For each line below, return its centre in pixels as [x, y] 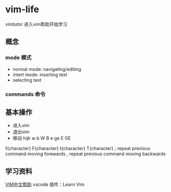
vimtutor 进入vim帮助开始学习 [36, 24]
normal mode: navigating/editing [47, 69]
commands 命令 [26, 94]
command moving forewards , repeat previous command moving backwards [86, 154]
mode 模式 [18, 58]
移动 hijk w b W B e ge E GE [42, 138]
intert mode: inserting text [40, 75]
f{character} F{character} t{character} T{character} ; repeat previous [78, 149]
